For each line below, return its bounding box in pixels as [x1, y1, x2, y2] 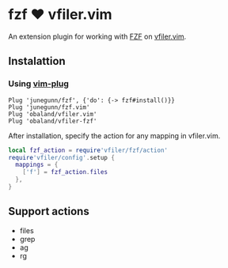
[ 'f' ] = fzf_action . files [22, 168, 108, 176]
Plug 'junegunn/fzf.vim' [8, 103, 90, 111]
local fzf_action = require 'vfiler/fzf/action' [8, 146, 169, 154]
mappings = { [15, 160, 59, 169]
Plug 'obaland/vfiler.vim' [8, 110, 97, 118]
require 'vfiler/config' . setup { [8, 153, 115, 161]
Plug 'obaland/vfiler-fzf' [8, 117, 97, 125]
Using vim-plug [8, 78, 70, 89]
